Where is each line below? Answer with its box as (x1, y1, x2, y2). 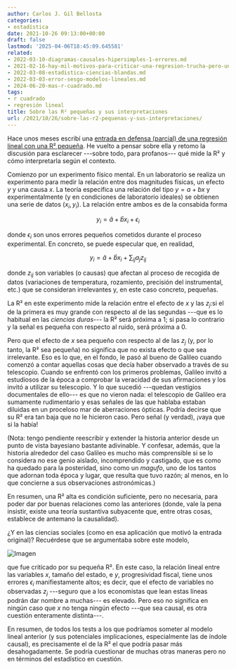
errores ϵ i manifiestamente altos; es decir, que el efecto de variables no (7, 578, 214, 587)
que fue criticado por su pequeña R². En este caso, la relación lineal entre (7, 563, 220, 571)
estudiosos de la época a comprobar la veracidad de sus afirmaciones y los (7, 375, 226, 384)
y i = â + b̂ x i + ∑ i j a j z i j (89, 254, 147, 264)
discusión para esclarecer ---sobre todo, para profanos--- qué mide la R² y (7, 149, 225, 157)
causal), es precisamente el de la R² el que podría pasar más (7, 639, 183, 648)
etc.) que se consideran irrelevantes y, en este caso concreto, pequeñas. (7, 285, 219, 294)
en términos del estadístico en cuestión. (7, 654, 123, 663)
